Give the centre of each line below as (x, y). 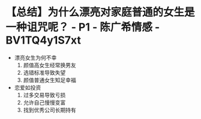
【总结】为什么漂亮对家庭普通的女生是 (100, 12)
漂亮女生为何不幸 (35, 57)
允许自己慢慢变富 (44, 102)
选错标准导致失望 (44, 72)
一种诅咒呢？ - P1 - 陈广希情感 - (83, 27)
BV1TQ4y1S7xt (43, 40)
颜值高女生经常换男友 (49, 65)
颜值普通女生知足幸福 (49, 80)
